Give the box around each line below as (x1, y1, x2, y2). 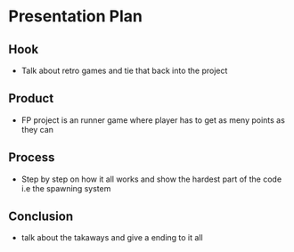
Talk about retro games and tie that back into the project (20, 65, 228, 76)
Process (8, 150, 55, 166)
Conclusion (8, 209, 74, 224)
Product (8, 91, 54, 106)
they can (20, 124, 54, 134)
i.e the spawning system (20, 183, 111, 193)
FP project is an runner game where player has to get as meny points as (20, 114, 286, 126)
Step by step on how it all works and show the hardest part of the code (20, 174, 282, 184)
